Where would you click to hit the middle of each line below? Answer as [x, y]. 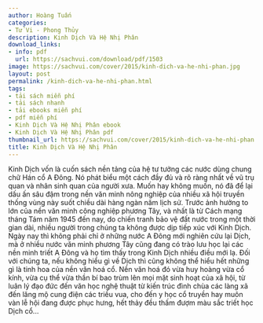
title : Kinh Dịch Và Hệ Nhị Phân [63, 147]
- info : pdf [27, 52]
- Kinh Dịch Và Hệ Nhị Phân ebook [65, 125]
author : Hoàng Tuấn [40, 15]
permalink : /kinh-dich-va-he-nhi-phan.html [80, 81]
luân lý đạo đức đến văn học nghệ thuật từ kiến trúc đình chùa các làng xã [128, 286]
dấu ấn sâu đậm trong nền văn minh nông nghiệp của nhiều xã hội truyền [126, 194]
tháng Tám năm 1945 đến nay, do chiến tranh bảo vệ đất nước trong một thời [132, 219]
